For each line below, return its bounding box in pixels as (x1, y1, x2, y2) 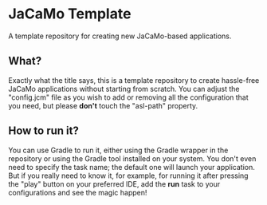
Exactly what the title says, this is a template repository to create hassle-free (8, 75, 260, 85)
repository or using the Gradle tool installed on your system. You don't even (8, 153, 257, 164)
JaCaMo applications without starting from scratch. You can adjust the (8, 84, 241, 93)
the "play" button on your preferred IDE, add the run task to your (8, 179, 221, 188)
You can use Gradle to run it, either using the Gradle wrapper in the (8, 145, 229, 155)
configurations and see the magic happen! (8, 187, 147, 197)
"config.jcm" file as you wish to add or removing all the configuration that (8, 93, 249, 102)
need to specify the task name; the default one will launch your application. (8, 162, 255, 171)
